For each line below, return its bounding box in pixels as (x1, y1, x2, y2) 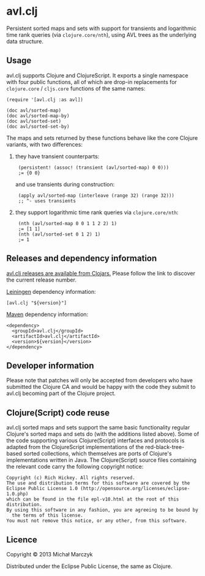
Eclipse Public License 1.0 (6, 486, 78, 492)
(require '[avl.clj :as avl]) (6, 96, 84, 102)
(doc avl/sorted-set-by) (6, 123, 70, 129)
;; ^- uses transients (18, 198, 76, 204)
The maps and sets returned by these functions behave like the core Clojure (6, 134, 198, 142)
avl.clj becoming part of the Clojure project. (6, 390, 116, 397)
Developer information (6, 360, 94, 371)
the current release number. (6, 276, 76, 283)
